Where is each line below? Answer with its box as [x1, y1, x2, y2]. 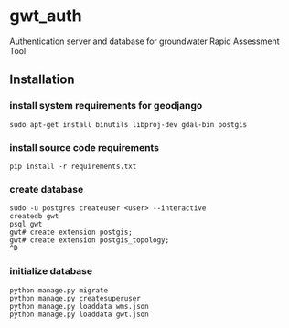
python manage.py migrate [9, 285, 108, 295]
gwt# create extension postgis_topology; [9, 236, 170, 245]
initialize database [9, 265, 93, 278]
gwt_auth [9, 5, 82, 26]
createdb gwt [9, 212, 59, 221]
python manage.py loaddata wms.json [9, 302, 149, 311]
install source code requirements [9, 141, 160, 153]
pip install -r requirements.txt [9, 162, 137, 171]
